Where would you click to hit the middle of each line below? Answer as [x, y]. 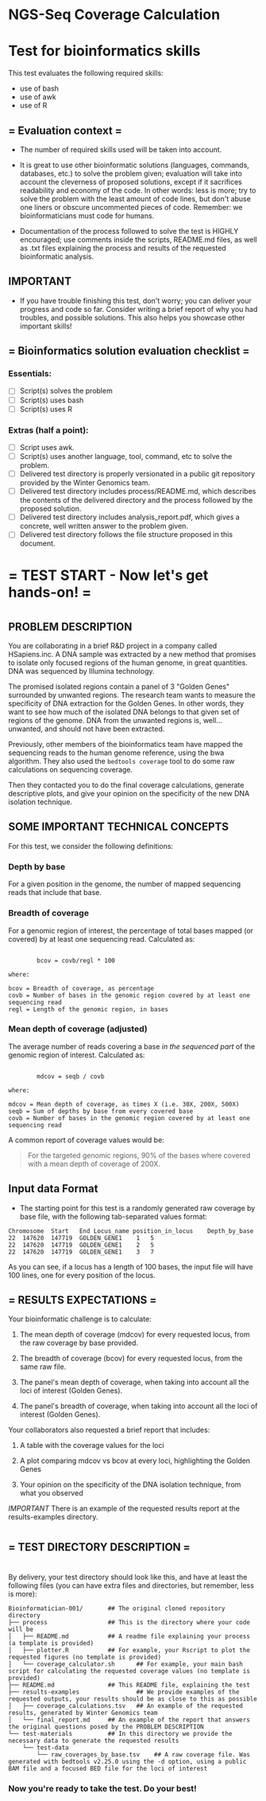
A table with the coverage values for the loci [92, 1445]
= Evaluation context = [66, 130]
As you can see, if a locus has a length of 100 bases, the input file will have [131, 1266]
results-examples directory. [53, 1517]
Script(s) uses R [46, 409]
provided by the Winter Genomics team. [85, 483]
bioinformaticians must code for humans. [87, 216]
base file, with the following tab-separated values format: [114, 1216]
